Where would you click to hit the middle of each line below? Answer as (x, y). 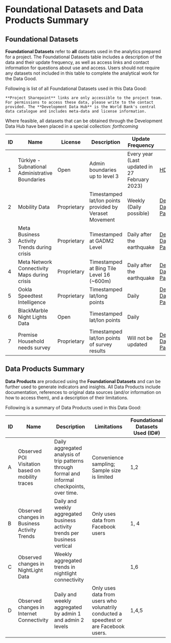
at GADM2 (102, 241)
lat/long (98, 296)
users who (104, 601)
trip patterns (69, 460)
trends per (67, 533)
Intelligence (32, 302)
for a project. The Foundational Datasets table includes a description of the (84, 57)
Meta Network (35, 262)
